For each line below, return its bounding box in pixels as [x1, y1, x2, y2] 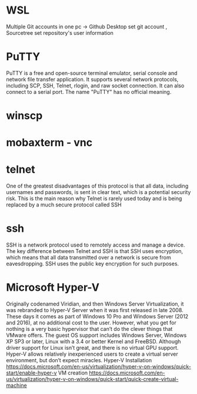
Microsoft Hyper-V [6, 281, 100, 294]
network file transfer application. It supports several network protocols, [6, 75, 179, 83]
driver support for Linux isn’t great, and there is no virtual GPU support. [6, 344, 179, 352]
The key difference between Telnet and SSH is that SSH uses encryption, [6, 248, 183, 255]
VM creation [58, 369, 88, 376]
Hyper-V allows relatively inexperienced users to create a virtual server [6, 350, 178, 357]
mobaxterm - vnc [6, 136, 93, 149]
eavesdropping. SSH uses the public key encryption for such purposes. [6, 260, 179, 267]
